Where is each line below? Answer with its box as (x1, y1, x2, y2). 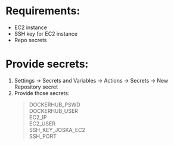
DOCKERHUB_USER (29, 107, 79, 114)
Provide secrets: (5, 58, 89, 71)
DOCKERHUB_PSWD (29, 101, 81, 108)
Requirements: (5, 4, 80, 18)
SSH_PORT (29, 133, 57, 140)
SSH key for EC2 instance (14, 30, 78, 37)
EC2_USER (29, 120, 56, 127)
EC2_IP (29, 114, 47, 121)
